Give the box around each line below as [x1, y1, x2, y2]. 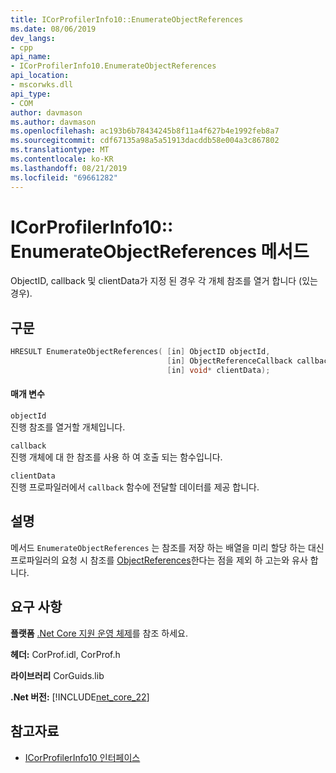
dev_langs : [10, 33, 56, 43]
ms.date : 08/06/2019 [10, 24, 97, 34]
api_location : [10, 71, 70, 81]
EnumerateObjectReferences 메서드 [10, 240, 310, 263]
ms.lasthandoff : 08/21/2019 [10, 163, 128, 173]
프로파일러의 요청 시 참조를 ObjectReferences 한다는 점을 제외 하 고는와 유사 [10, 554, 308, 566]
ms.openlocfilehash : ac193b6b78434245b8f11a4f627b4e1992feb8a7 [10, 126, 280, 136]
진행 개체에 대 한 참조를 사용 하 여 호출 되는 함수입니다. [10, 451, 223, 463]
